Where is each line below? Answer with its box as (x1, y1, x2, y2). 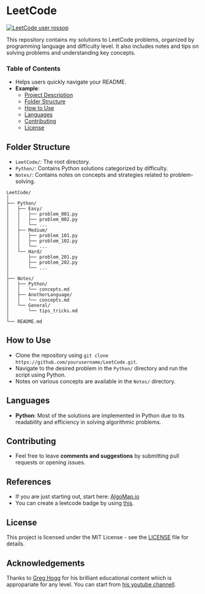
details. (6, 540, 25, 547)
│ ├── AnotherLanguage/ (6, 292, 72, 298)
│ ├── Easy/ (6, 206, 43, 212)
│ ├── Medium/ (6, 227, 48, 233)
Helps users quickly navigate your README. (15, 78, 127, 86)
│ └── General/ (6, 302, 51, 309)
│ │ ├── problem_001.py (6, 211, 78, 217)
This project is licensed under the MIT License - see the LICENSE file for (6, 534, 188, 541)
